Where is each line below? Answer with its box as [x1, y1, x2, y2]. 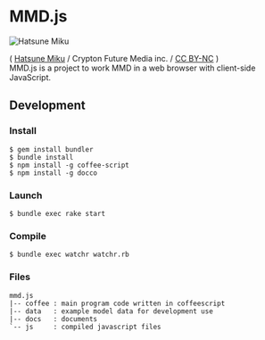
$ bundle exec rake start [9, 209, 105, 218]
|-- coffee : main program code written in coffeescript [9, 299, 226, 308]
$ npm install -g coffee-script [9, 161, 129, 170]
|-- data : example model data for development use [9, 306, 214, 316]
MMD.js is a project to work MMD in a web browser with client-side [9, 62, 256, 73]
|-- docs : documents [9, 314, 98, 323]
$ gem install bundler [9, 145, 94, 153]
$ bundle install [9, 153, 74, 162]
